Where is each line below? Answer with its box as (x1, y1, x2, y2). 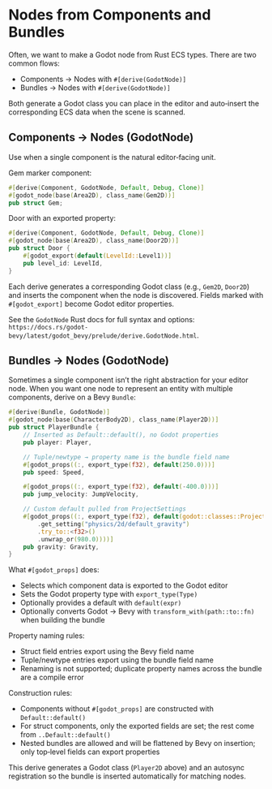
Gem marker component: (8, 168, 92, 178)
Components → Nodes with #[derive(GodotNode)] (19, 74, 187, 84)
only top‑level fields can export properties (19, 747, 160, 757)
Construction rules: (8, 688, 73, 698)
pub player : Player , (23, 438, 92, 446)
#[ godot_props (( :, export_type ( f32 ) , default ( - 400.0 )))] (23, 483, 219, 491)
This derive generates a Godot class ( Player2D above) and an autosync (8, 763, 245, 773)
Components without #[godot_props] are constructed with (19, 704, 215, 714)
